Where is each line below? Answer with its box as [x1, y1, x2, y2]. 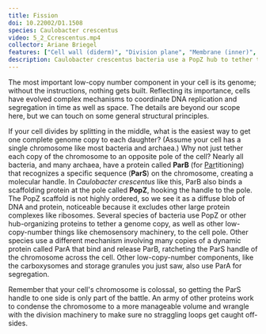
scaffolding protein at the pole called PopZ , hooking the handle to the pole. [8, 185, 253, 195]
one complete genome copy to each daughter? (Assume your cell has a [8, 135, 241, 144]
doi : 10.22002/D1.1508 [8, 19, 83, 27]
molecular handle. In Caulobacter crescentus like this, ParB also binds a [8, 176, 243, 186]
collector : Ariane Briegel [8, 41, 97, 49]
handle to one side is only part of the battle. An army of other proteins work [8, 293, 255, 302]
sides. [8, 318, 28, 328]
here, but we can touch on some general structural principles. [8, 111, 210, 120]
